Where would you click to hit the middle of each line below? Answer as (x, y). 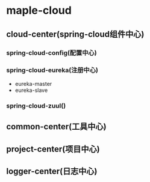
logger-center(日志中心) (52, 171)
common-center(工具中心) (56, 127)
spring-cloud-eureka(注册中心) (52, 70)
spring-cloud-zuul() (36, 106)
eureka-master (33, 83)
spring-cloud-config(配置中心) (52, 53)
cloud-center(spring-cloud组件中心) (75, 34)
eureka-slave (31, 90)
